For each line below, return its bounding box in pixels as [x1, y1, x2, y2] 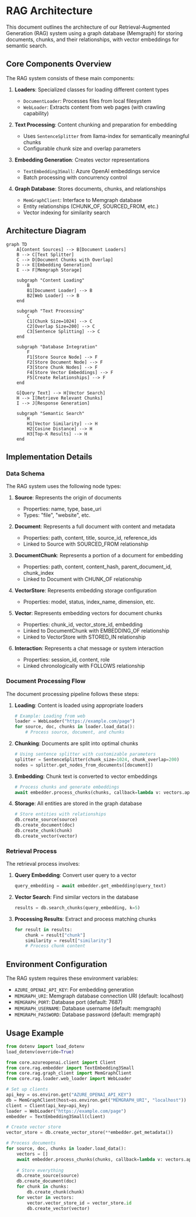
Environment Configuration [6, 959, 107, 969]
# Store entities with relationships [14, 811, 107, 817]
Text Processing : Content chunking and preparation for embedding [14, 121, 177, 128]
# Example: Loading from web [14, 713, 86, 719]
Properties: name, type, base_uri [23, 505, 102, 513]
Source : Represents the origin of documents [14, 494, 122, 501]
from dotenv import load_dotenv [6, 1043, 85, 1049]
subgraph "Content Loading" [16, 277, 85, 283]
